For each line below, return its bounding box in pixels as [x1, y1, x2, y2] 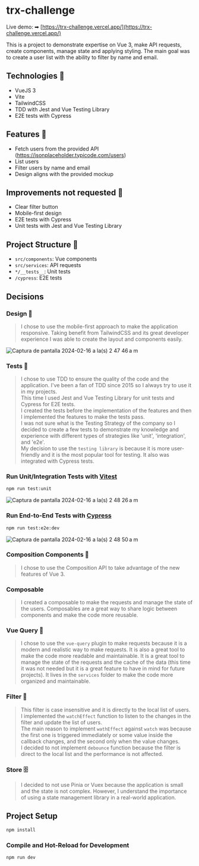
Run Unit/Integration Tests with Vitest [6, 472, 118, 481]
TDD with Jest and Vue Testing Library [14, 105, 110, 113]
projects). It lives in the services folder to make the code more [20, 672, 173, 679]
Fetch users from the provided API [14, 145, 99, 152]
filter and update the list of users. [20, 718, 102, 726]
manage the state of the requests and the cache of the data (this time [20, 658, 191, 666]
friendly [20, 451, 40, 459]
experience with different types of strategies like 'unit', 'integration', [20, 432, 186, 440]
